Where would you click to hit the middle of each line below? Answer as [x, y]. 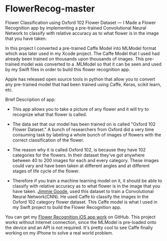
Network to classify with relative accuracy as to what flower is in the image [82, 33]
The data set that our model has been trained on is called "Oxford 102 [84, 124]
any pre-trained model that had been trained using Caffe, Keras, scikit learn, [83, 84]
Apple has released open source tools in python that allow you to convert [80, 79]
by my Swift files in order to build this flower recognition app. [68, 69]
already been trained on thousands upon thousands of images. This [75, 58]
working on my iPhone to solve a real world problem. [59, 232]
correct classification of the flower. [48, 140]
